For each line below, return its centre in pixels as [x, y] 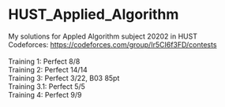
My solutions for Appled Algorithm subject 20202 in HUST [103, 36]
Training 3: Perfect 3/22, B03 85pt [64, 78]
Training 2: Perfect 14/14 [48, 69]
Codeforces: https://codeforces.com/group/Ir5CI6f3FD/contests [112, 44]
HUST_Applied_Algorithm [94, 15]
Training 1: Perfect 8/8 [44, 61]
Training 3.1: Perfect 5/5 [47, 86]
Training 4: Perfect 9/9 [45, 94]
